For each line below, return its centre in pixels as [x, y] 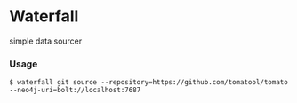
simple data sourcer [46, 41]
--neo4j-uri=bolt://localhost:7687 [75, 91]
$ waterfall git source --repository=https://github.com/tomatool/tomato [149, 83]
